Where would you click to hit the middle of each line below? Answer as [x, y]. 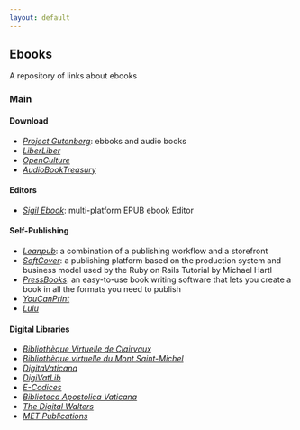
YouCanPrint [46, 298]
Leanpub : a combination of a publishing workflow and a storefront [145, 251]
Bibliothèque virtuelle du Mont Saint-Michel [103, 359]
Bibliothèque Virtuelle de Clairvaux [86, 349]
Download [29, 120]
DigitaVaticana [50, 368]
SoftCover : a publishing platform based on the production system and [152, 260]
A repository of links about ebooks [73, 76]
